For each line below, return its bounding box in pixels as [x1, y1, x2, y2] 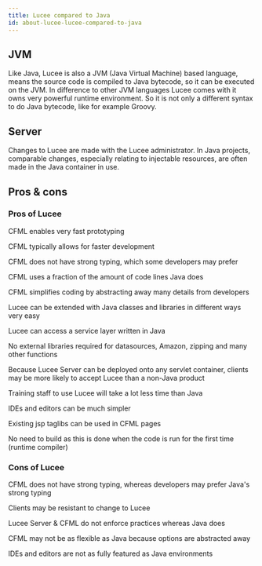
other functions [8, 349, 58, 359]
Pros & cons [8, 185, 68, 199]
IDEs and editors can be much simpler [8, 404, 131, 413]
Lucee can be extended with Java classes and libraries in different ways [8, 302, 242, 312]
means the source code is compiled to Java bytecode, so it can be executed [8, 77, 255, 86]
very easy [8, 311, 41, 320]
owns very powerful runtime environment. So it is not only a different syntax [8, 93, 253, 103]
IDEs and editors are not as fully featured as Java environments [8, 549, 213, 558]
